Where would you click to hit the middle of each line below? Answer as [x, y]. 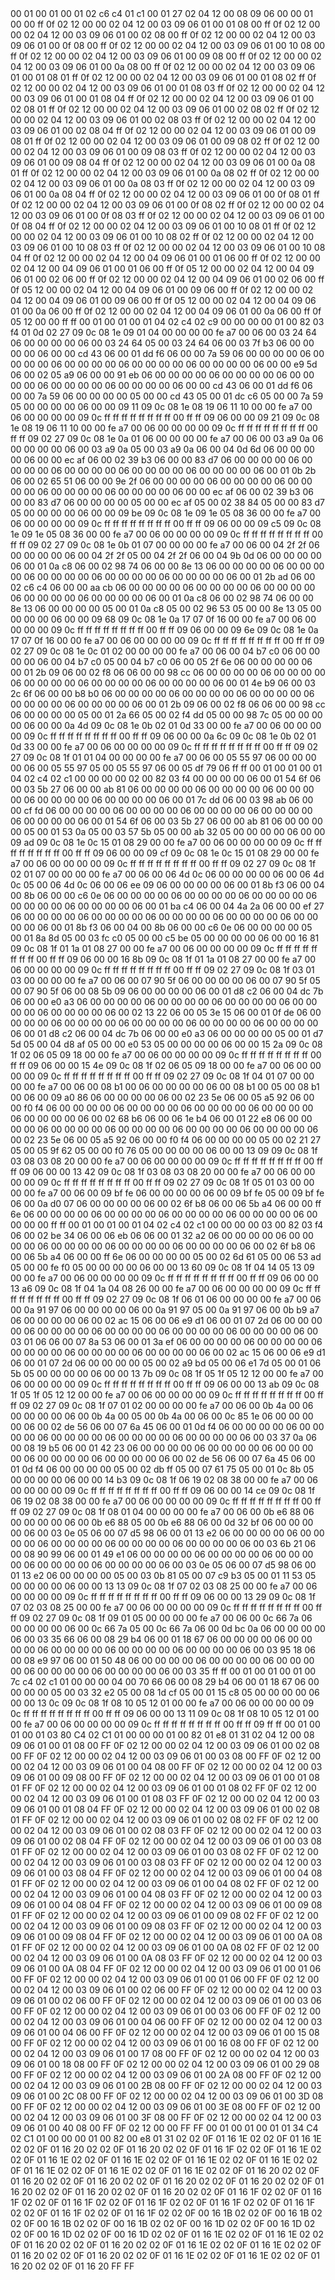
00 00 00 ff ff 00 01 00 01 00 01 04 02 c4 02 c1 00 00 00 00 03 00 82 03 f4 [167, 1225]
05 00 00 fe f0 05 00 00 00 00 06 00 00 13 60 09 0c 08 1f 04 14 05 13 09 [162, 1267]
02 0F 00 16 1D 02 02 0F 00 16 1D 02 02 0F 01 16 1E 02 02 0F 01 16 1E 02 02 [167, 2234]
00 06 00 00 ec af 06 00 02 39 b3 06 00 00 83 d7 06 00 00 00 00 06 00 [161, 460]
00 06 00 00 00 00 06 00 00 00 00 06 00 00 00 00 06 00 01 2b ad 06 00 [163, 576]
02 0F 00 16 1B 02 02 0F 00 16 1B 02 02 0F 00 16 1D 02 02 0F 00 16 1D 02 [163, 2223]
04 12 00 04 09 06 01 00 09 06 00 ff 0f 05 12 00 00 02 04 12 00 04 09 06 [163, 300]
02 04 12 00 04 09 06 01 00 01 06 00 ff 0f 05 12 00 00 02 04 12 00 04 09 [162, 268]
